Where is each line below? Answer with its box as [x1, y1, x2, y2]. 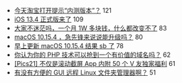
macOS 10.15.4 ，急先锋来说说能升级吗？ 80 [14, 33, 144, 41]
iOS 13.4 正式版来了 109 [14, 15, 84, 23]
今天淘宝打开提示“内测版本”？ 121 [14, 6, 112, 14]
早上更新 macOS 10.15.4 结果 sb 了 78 [14, 42, 124, 50]
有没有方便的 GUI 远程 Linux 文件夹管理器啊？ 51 [14, 68, 156, 77]
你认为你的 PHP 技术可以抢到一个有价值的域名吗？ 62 [14, 50, 171, 59]
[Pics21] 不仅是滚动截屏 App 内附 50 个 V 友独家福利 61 [14, 60, 176, 67]
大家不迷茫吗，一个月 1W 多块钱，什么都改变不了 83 [14, 24, 167, 32]
